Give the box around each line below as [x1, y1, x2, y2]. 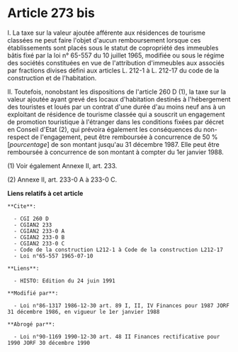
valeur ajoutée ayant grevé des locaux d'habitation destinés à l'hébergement [7, 94, 231, 104]
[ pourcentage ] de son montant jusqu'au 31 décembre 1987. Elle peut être [7, 140, 220, 148]
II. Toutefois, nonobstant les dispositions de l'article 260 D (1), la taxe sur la [7, 87, 227, 96]
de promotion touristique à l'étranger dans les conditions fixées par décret [7, 117, 225, 126]
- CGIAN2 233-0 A [13, 227, 65, 235]
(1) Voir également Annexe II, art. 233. [7, 161, 118, 170]
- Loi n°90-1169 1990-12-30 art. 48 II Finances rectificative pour [13, 333, 220, 340]
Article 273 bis [7, 5, 96, 21]
